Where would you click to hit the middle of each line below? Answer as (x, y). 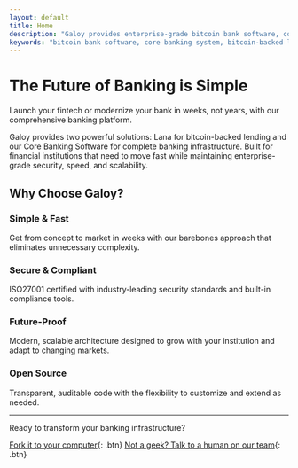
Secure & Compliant (53, 269)
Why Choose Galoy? (67, 193)
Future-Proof (38, 322)
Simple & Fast (39, 218)
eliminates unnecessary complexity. (74, 247)
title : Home (31, 26)
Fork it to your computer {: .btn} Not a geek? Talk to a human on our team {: (145, 445)
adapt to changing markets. (59, 350)
